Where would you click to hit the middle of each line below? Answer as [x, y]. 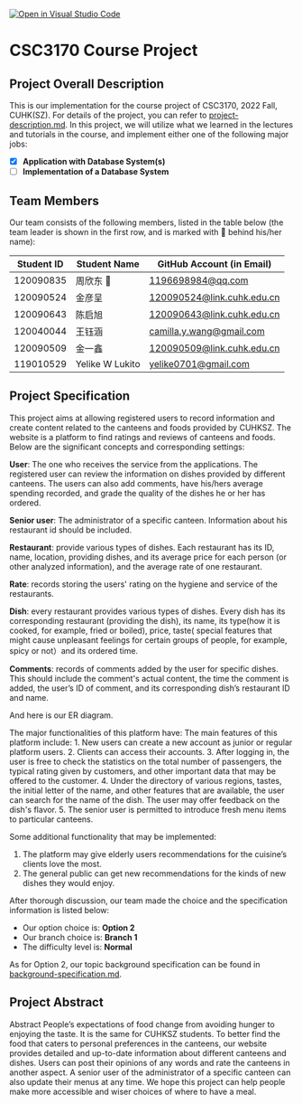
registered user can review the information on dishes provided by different [147, 474]
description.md [37, 125]
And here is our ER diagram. [61, 715]
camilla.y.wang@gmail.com [207, 331]
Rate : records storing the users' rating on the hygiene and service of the [143, 584]
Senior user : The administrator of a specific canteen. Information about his [149, 520]
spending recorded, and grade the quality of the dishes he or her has [137, 493]
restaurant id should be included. [71, 530]
